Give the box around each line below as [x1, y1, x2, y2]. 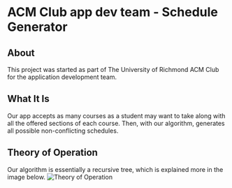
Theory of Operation [7, 147, 98, 159]
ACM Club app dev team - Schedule [7, 4, 218, 20]
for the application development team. [7, 73, 117, 81]
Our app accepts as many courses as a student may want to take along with [7, 111, 226, 120]
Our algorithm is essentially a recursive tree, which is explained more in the [7, 165, 224, 173]
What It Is [7, 93, 50, 105]
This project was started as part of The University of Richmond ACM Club [7, 66, 219, 73]
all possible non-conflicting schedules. [7, 126, 119, 135]
